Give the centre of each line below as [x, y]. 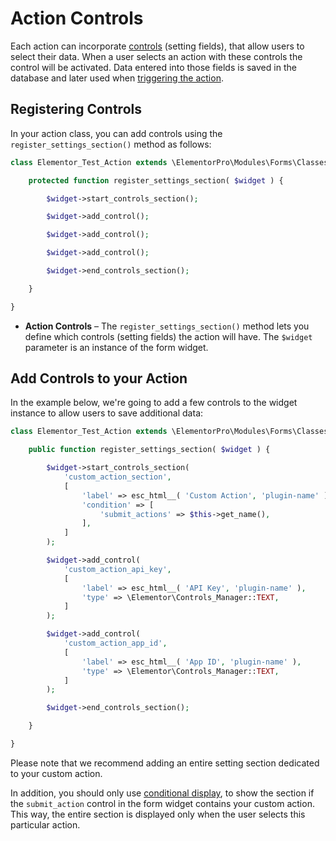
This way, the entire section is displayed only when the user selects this [158, 814]
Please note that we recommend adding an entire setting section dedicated [165, 763]
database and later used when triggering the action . [117, 78]
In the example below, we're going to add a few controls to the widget [154, 403]
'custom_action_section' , [117, 477]
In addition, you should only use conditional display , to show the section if [162, 793]
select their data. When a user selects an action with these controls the [156, 56]
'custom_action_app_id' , [115, 643]
